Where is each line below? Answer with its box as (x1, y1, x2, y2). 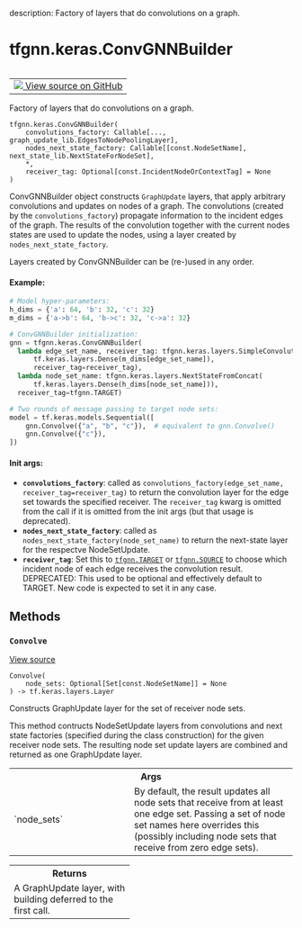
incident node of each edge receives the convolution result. (22, 563, 244, 574)
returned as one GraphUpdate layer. (9, 749, 143, 760)
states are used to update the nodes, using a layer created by (9, 229, 236, 239)
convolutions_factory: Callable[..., (25, 128, 167, 137)
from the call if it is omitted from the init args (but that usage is (22, 506, 254, 517)
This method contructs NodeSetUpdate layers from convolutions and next (9, 720, 283, 732)
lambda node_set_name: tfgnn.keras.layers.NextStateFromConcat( (17, 372, 263, 381)
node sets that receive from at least (134, 797, 284, 809)
